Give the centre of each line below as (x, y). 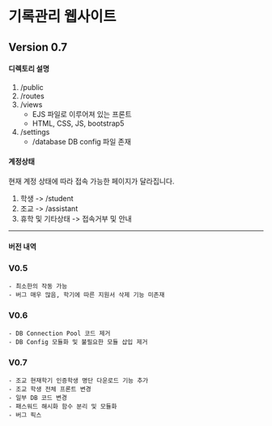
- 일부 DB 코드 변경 (38, 398)
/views (31, 104)
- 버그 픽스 (25, 415)
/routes (32, 96)
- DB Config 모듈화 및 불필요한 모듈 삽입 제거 (78, 342)
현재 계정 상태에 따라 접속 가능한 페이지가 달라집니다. (91, 181)
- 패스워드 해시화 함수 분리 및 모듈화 (63, 407)
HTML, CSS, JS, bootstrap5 (78, 123)
